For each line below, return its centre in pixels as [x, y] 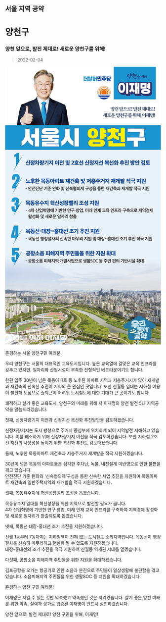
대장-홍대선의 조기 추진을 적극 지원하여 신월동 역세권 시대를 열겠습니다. [73, 549]
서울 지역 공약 [25, 9]
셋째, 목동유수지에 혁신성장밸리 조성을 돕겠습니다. [53, 493]
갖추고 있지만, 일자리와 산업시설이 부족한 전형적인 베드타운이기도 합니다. [74, 370]
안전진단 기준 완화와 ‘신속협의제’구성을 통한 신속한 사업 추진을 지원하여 [73, 476]
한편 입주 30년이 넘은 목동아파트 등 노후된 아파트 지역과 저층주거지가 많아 [76, 380]
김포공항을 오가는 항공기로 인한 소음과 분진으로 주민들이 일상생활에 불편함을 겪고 [82, 570]
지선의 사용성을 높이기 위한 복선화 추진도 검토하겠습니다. [64, 443]
